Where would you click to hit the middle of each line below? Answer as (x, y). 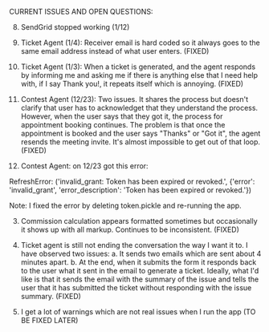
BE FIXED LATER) (49, 320)
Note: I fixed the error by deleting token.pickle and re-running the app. (125, 205)
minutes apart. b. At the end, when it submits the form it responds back (139, 262)
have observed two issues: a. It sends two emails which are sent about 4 (141, 253)
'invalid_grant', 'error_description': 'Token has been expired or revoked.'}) (130, 190)
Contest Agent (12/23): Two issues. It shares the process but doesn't (134, 99)
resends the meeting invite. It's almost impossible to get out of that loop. (140, 142)
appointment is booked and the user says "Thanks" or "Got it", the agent (141, 133)
